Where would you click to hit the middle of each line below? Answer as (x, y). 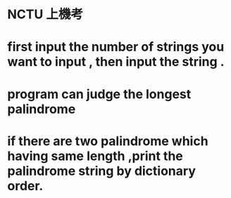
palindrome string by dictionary (101, 171)
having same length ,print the (95, 156)
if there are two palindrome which (108, 141)
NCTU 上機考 (45, 14)
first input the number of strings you (116, 47)
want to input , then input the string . (116, 62)
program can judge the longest (99, 94)
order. (25, 186)
